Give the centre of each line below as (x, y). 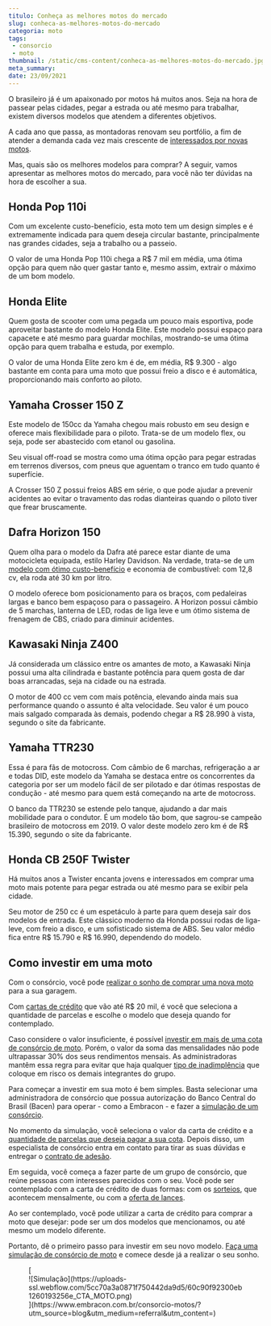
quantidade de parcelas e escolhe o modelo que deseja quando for (120, 1015)
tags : (17, 38)
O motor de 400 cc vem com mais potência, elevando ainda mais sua (123, 696)
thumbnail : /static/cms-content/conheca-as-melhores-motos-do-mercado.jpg (137, 61)
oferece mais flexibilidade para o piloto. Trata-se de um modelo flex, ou (127, 433)
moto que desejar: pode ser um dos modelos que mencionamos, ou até (127, 1222)
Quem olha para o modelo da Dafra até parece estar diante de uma (120, 552)
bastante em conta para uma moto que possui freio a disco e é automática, (133, 371)
